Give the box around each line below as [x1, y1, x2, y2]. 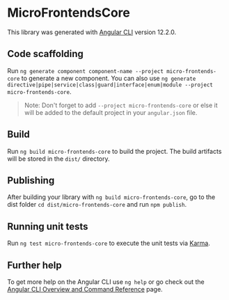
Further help [7, 259, 63, 271]
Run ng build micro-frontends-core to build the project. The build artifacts [7, 147, 222, 155]
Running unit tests [7, 221, 88, 232]
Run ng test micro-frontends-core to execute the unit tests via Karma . [7, 239, 210, 248]
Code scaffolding [7, 48, 84, 60]
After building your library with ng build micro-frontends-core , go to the [7, 193, 216, 201]
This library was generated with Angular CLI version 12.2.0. [7, 28, 177, 36]
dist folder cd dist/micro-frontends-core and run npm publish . [7, 200, 187, 209]
